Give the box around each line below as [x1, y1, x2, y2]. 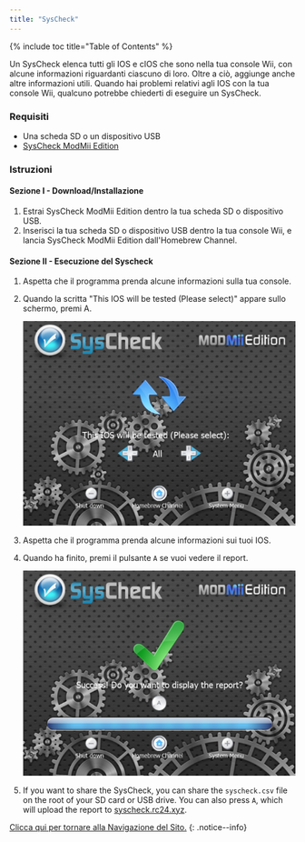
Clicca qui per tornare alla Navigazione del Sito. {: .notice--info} [9, 821, 248, 832]
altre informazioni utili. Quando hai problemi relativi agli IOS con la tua [9, 77, 270, 88]
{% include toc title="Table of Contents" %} [9, 41, 173, 52]
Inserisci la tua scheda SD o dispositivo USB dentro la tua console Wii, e [22, 226, 292, 236]
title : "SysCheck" [9, 15, 79, 24]
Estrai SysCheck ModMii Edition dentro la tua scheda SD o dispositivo [22, 205, 284, 217]
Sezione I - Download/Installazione [9, 185, 144, 196]
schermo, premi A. [22, 303, 93, 314]
